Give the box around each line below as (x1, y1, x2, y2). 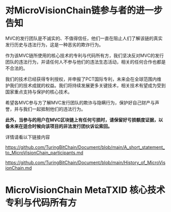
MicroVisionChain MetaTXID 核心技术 (5, 184, 165, 196)
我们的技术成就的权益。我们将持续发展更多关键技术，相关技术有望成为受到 (9, 82, 166, 88)
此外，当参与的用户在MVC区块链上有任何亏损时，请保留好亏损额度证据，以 (5, 117, 163, 123)
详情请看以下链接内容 (5, 134, 50, 140)
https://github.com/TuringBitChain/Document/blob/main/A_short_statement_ (5, 144, 165, 150)
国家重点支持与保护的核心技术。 (5, 89, 72, 95)
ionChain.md (5, 165, 32, 171)
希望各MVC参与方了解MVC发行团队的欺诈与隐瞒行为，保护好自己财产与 (5, 99, 155, 105)
